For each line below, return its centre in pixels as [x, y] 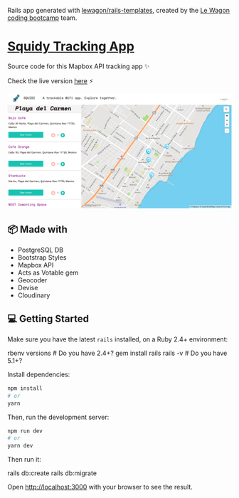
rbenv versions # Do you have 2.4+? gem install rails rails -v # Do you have [117, 353]
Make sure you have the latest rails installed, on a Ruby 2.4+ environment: [118, 339]
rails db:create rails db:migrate [52, 473]
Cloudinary [34, 295]
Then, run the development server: [58, 417]
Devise [28, 288]
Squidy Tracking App [71, 47]
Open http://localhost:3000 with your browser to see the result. [100, 487]
